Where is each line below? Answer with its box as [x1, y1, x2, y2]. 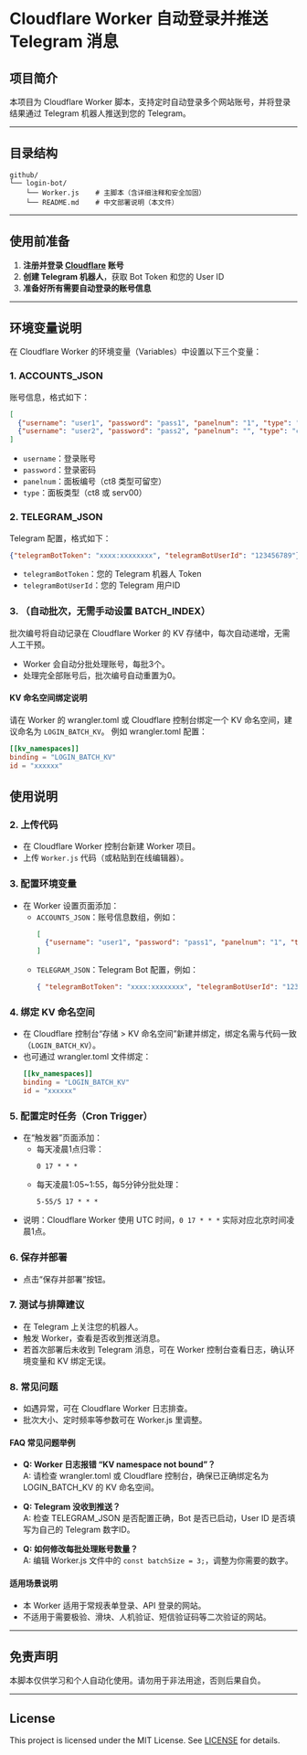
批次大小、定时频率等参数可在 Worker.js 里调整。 [22, 1414, 207, 1426]
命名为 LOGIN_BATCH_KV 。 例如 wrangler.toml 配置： [16, 726, 207, 737]
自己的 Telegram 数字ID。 [38, 1524, 135, 1536]
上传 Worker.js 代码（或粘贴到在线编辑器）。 [22, 852, 189, 864]
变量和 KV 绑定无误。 [30, 1355, 111, 1367]
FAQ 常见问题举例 [9, 1437, 76, 1448]
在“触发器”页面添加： [22, 1133, 103, 1143]
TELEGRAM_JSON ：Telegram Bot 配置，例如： [36, 964, 199, 975]
